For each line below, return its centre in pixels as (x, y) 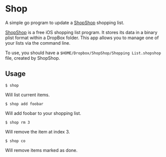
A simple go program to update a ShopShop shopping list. (65, 23)
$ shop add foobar (24, 104)
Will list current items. (27, 95)
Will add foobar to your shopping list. (43, 113)
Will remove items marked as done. (41, 150)
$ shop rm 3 (17, 122)
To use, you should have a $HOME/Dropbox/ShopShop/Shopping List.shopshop (83, 53)
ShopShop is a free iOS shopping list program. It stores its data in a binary (81, 32)
